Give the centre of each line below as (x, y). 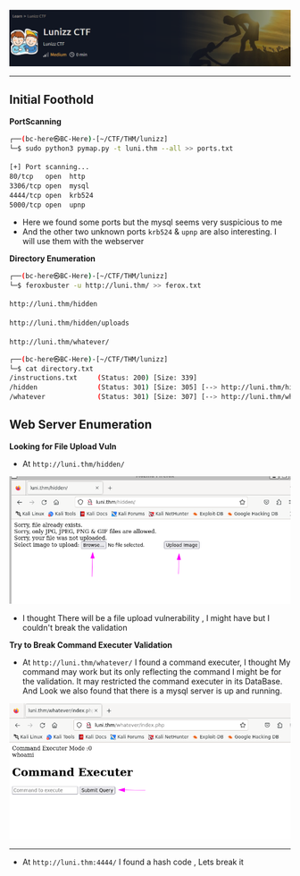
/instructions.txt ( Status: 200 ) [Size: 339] (104, 378)
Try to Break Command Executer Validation (91, 645)
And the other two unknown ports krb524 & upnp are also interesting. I (149, 231)
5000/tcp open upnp (48, 205)
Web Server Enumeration (81, 425)
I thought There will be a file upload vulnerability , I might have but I (146, 618)
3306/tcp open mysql (50, 186)
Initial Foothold (51, 100)
